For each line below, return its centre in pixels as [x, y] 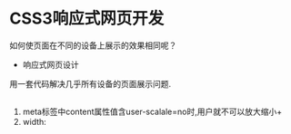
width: [35, 122]
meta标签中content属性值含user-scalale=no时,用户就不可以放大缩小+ [152, 112]
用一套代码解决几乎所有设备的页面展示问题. [90, 83]
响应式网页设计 [50, 64]
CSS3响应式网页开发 [87, 19]
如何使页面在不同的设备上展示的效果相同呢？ [93, 45]
